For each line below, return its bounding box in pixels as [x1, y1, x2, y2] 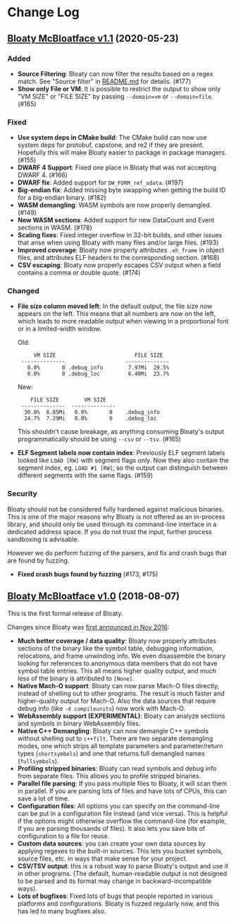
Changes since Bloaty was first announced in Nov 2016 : [7, 622, 170, 631]
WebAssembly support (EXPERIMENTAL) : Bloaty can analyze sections [17, 711, 225, 720]
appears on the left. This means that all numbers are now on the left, [17, 309, 216, 318]
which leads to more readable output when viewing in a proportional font [17, 317, 229, 326]
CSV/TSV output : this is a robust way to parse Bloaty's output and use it [17, 861, 229, 870]
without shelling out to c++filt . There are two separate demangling [17, 734, 213, 743]
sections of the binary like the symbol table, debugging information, [17, 644, 214, 652]
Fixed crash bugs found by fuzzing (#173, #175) [17, 569, 159, 578]
